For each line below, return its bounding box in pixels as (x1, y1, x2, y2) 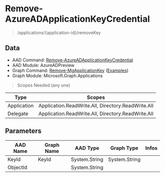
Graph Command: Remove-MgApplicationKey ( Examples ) (12, 67, 129, 73)
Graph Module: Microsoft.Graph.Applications (12, 72, 103, 79)
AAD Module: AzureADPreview (12, 62, 75, 68)
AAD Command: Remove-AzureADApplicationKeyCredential (12, 57, 134, 63)
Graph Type (110, 145, 138, 151)
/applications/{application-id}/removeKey (17, 29, 101, 35)
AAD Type (75, 145, 100, 151)
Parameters (5, 127, 42, 135)
